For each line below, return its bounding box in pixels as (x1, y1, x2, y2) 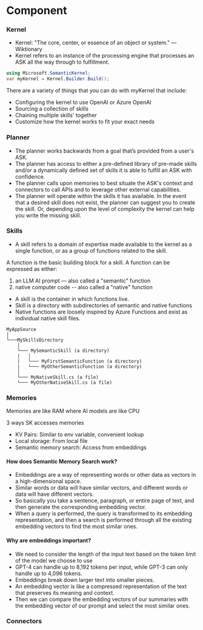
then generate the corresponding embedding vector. (15, 504, 147, 511)
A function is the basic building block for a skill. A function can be (6, 259, 170, 266)
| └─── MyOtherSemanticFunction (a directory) (17, 363, 142, 369)
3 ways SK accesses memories (6, 419, 84, 426)
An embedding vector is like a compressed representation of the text (15, 583, 187, 590)
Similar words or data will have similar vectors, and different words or (15, 484, 188, 491)
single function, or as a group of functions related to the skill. (15, 247, 168, 254)
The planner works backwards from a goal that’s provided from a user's (15, 147, 195, 154)
